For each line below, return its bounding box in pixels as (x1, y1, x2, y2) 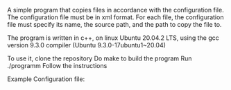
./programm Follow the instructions (7, 62, 108, 69)
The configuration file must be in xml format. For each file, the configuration (7, 13, 224, 21)
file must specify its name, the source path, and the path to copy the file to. (7, 21, 222, 28)
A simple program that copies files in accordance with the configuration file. (7, 6, 224, 14)
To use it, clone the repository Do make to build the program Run (7, 54, 192, 63)
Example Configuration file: (7, 75, 85, 83)
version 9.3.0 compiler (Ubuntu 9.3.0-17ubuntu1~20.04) (7, 41, 166, 49)
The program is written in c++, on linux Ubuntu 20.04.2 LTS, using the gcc (7, 34, 220, 42)
